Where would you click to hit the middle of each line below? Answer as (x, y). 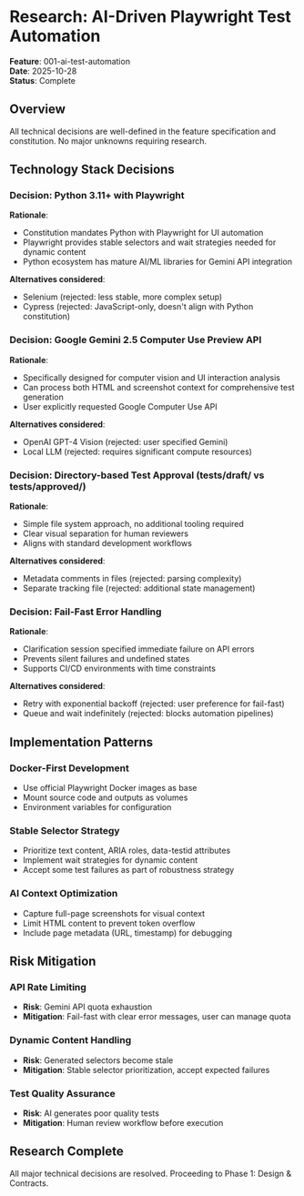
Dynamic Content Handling (71, 1040)
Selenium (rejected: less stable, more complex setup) (122, 297)
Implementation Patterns (81, 742)
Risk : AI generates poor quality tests (91, 1113)
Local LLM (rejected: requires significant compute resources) (137, 451)
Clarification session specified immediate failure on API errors (138, 649)
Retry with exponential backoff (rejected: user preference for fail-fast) (153, 704)
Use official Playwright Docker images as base (110, 788)
